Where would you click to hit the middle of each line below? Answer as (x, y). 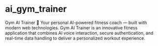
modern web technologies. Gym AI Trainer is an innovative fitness (71, 27)
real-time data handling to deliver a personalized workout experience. (75, 38)
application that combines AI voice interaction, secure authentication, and (79, 33)
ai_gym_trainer (36, 9)
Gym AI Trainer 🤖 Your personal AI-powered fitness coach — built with (76, 23)
